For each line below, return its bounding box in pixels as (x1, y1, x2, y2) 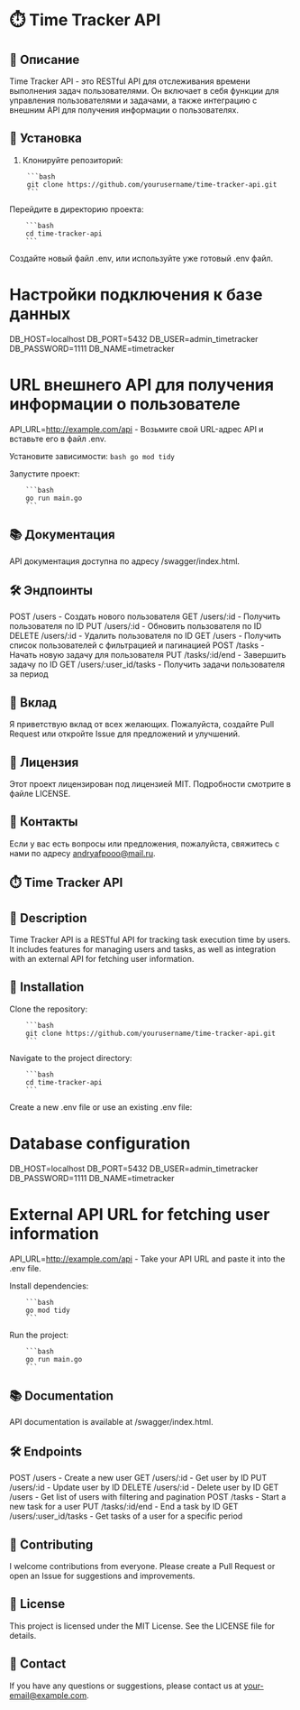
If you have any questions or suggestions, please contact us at (9, 1680, 242, 1691)
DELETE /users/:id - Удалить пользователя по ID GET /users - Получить (9, 631, 282, 642)
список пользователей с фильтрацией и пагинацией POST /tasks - (9, 640, 265, 651)
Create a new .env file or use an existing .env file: (9, 1101, 193, 1113)
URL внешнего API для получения (9, 374, 275, 395)
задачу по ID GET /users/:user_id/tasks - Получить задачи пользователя (9, 659, 286, 670)
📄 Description (9, 910, 87, 926)
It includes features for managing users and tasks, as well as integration (9, 943, 277, 955)
